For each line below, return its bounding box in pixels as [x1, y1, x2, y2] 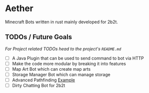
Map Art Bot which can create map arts [12, 66, 91, 72]
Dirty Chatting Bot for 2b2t [12, 83, 66, 89]
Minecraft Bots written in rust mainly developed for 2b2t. [5, 19, 118, 25]
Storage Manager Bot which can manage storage [12, 71, 111, 77]
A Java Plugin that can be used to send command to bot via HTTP [12, 55, 144, 61]
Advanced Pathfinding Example [12, 77, 75, 83]
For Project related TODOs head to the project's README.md [5, 46, 121, 51]
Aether [5, 3, 33, 14]
